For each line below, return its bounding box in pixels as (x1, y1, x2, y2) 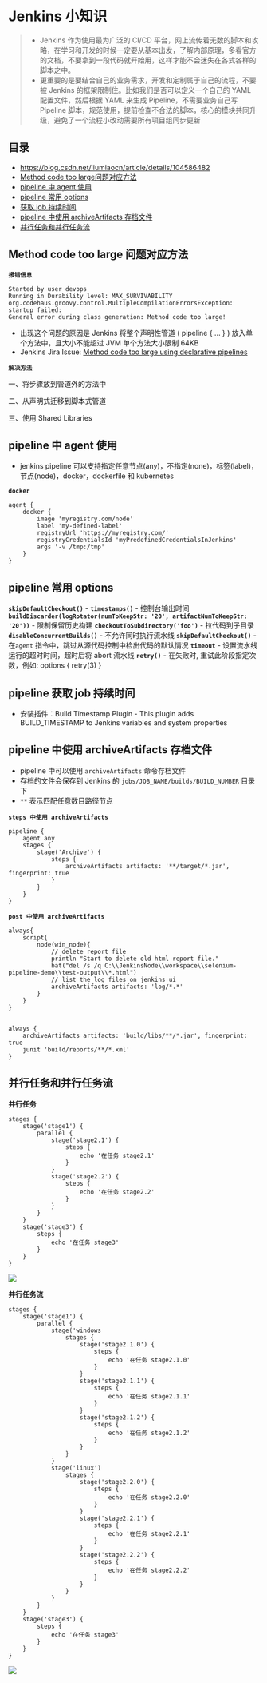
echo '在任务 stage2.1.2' (108, 1429, 190, 1437)
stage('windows (50, 1326, 102, 1334)
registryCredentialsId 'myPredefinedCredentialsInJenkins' (37, 536, 238, 544)
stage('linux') (50, 1464, 102, 1472)
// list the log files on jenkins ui (50, 975, 177, 983)
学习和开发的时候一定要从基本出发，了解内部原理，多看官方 (61, 45, 257, 54)
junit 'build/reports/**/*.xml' (22, 1045, 130, 1054)
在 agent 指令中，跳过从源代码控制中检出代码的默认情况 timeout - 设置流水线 (8, 640, 258, 650)
